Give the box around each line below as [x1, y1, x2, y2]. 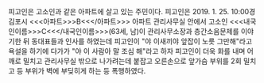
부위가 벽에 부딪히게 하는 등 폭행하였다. [25, 66, 146, 75]
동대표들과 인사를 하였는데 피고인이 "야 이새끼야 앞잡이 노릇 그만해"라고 [31, 36, 253, 46]
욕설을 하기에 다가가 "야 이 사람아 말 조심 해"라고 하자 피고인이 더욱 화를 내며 [8, 47, 246, 55]
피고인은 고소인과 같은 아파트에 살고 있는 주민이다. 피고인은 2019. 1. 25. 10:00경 [8, 7, 256, 16]
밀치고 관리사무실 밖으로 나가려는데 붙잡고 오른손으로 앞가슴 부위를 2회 [22, 56, 243, 66]
